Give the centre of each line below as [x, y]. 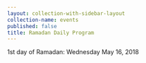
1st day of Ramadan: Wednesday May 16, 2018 [73, 52]
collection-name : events [43, 20]
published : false [32, 26]
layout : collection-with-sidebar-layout [66, 13]
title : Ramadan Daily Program [51, 33]
